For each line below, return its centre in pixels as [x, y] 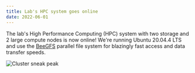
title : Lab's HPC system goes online [52, 11]
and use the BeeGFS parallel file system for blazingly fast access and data [96, 46]
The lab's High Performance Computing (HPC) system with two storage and [97, 33]
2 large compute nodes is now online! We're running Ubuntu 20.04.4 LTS [94, 40]
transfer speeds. [26, 52]
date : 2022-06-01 [27, 17]
